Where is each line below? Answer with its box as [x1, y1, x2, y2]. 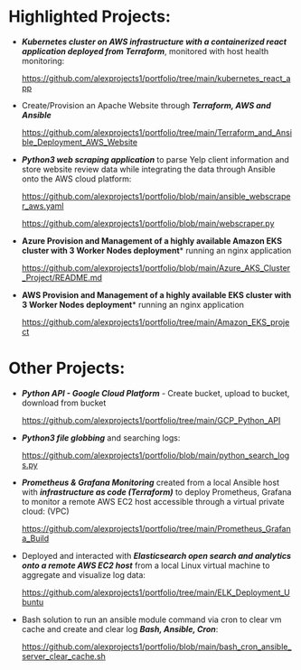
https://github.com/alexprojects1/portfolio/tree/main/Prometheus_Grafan [21, 523, 291, 534]
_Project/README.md [21, 272, 103, 283]
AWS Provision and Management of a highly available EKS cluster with [21, 289, 292, 300]
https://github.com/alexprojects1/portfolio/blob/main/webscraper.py [21, 218, 275, 228]
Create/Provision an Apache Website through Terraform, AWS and [21, 99, 272, 110]
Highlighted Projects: [8, 6, 171, 27]
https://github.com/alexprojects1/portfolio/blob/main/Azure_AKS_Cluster [21, 262, 291, 273]
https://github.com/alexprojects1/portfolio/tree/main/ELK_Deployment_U [21, 587, 290, 598]
